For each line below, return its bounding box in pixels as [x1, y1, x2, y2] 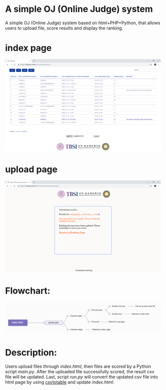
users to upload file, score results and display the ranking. [5, 25, 124, 31]
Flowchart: [5, 285, 50, 296]
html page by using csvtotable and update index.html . [5, 379, 115, 385]
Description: [5, 347, 57, 358]
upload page [5, 164, 58, 175]
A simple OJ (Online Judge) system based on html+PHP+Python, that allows [5, 20, 161, 26]
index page [5, 43, 52, 54]
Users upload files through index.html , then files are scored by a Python [5, 363, 152, 369]
